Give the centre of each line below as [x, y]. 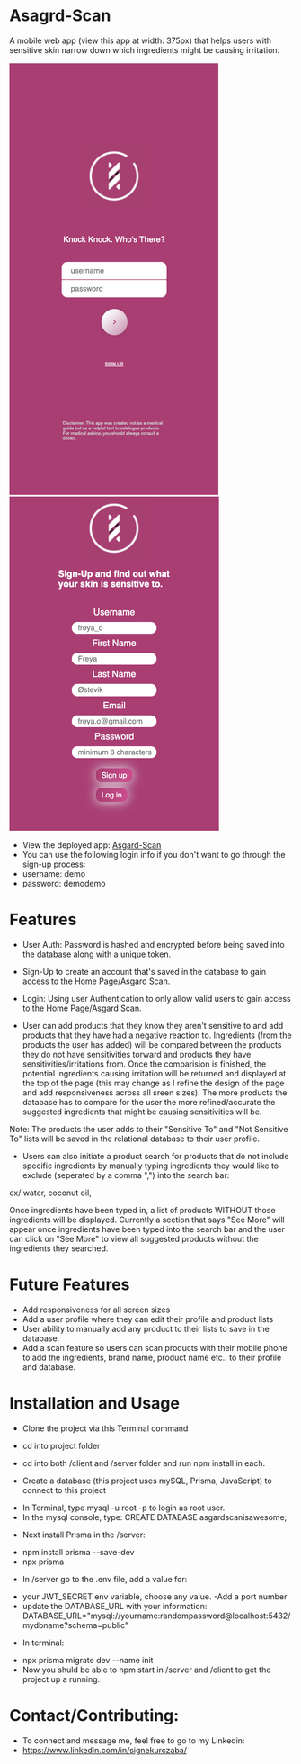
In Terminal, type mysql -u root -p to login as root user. [124, 1507]
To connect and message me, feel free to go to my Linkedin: [133, 1740]
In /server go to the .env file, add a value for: [105, 1579]
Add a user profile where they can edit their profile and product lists [148, 1318]
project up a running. [61, 1678]
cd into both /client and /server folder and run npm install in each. [144, 1462]
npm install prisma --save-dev [78, 1552]
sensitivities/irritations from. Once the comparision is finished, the [144, 1064]
